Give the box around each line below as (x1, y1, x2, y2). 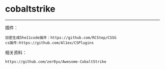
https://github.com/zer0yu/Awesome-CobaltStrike (5, 59, 107, 64)
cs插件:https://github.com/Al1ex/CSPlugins (5, 40, 94, 45)
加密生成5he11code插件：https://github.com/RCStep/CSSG (5, 35, 117, 40)
